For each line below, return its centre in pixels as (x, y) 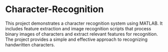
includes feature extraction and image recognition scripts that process (78, 28)
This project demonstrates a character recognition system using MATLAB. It (84, 23)
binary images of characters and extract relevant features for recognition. (81, 34)
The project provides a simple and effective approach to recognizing (76, 39)
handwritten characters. (30, 44)
